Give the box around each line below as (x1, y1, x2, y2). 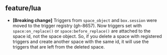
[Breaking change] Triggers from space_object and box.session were (12, 17, 157, 23)
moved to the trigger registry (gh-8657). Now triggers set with (12, 22, 142, 28)
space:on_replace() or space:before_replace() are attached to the (12, 27, 151, 34)
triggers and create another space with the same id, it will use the (12, 38, 149, 44)
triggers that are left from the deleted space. (12, 43, 105, 49)
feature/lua (5, 4, 41, 12)
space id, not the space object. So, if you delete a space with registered (12, 33, 162, 39)
